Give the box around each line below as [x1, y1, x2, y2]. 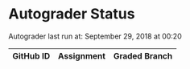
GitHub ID [12, 50, 51, 61]
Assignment [57, 50, 106, 61]
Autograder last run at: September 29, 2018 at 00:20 [8, 31, 183, 41]
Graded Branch [113, 50, 173, 61]
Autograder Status [8, 5, 135, 23]
